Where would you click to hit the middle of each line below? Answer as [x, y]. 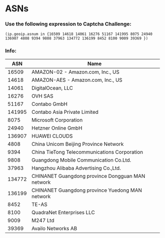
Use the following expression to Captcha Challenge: [68, 24]
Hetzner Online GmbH [57, 128]
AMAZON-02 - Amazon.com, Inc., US [75, 72]
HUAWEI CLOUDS [52, 136]
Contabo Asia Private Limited [65, 112]
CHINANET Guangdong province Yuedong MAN [87, 190]
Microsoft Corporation [57, 120]
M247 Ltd [43, 220]
